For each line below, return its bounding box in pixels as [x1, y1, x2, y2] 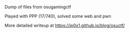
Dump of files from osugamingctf [4, 4, 71, 10]
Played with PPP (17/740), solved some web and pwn [4, 13, 111, 19]
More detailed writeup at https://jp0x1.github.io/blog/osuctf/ [4, 22, 125, 28]
